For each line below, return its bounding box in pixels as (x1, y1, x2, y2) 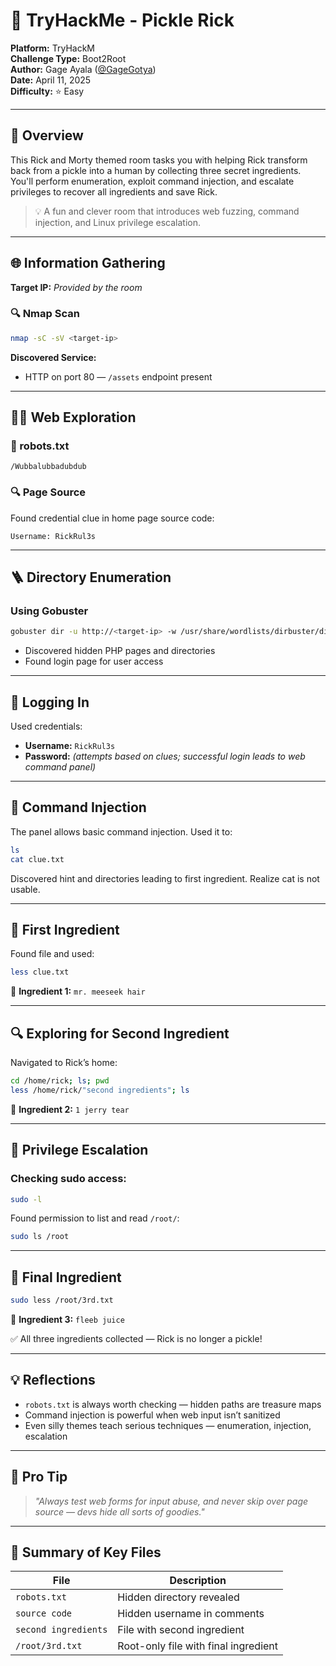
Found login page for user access (24, 655, 164, 668)
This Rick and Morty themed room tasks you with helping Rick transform (10, 154, 308, 166)
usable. (10, 883, 41, 895)
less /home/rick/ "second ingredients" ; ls (10, 1085, 190, 1096)
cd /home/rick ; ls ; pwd (10, 1076, 110, 1086)
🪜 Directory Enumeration (10, 569, 172, 586)
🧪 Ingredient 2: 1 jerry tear (10, 1103, 130, 1115)
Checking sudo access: (10, 1172, 127, 1186)
